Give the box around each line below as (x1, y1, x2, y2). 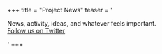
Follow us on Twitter (7, 27, 66, 35)
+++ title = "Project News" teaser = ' (7, 6, 113, 14)
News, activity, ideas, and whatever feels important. (7, 19, 156, 27)
